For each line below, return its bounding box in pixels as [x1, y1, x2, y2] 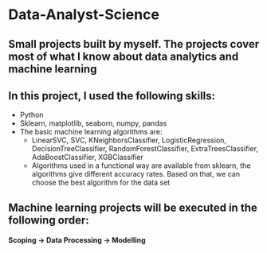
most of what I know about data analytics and [8, 49, 239, 63]
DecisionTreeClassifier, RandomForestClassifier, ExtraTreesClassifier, [31, 144, 259, 154]
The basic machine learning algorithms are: [19, 127, 163, 137]
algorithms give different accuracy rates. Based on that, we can [31, 169, 241, 179]
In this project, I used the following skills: [8, 89, 216, 103]
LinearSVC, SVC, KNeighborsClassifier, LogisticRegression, [31, 135, 227, 145]
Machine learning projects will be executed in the [8, 200, 257, 214]
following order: [8, 213, 89, 227]
